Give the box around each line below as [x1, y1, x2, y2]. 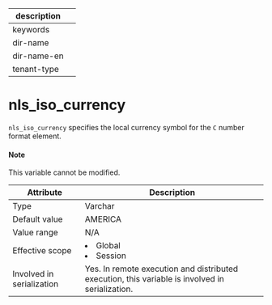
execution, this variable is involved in [84, 273, 224, 285]
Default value [12, 214, 63, 225]
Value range [12, 227, 58, 238]
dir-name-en [12, 50, 65, 61]
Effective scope [12, 245, 72, 256]
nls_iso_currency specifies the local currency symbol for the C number [8, 122, 244, 132]
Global [96, 240, 121, 252]
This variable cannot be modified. [8, 167, 121, 177]
